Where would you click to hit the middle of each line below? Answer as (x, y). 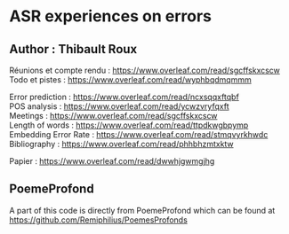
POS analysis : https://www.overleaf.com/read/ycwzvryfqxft (119, 106)
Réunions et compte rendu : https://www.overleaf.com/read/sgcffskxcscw (144, 70)
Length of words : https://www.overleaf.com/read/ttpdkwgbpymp (129, 125)
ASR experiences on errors (110, 16)
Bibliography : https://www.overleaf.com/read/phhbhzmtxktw (121, 144)
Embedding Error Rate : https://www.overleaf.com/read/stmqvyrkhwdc (139, 134)
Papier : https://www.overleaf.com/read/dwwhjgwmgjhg (112, 161)
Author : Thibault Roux (73, 49)
